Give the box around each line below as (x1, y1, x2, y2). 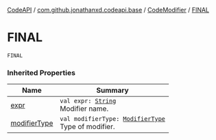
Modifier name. (59, 104, 109, 113)
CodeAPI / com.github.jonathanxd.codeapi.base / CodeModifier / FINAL (7, 6, 210, 14)
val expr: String (59, 97, 117, 105)
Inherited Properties (7, 68, 75, 77)
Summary (96, 85, 129, 95)
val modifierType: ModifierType (59, 115, 166, 123)
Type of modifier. (59, 122, 115, 132)
